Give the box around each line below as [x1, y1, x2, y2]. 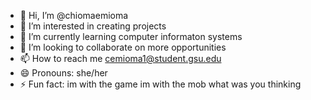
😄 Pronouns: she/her [19, 67, 108, 79]
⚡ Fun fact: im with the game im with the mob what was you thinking [19, 78, 302, 90]
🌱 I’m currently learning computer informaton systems [19, 31, 243, 42]
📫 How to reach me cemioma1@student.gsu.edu [19, 53, 222, 64]
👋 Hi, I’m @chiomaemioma [19, 10, 129, 21]
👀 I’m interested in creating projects [19, 20, 167, 32]
